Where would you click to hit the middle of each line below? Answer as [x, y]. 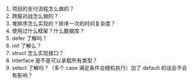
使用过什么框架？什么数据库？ [48, 31]
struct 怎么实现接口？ [38, 53]
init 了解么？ [27, 46]
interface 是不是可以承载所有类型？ [54, 60]
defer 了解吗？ [29, 38]
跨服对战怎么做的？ [35, 16]
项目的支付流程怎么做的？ [43, 9]
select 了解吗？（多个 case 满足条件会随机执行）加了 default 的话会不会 [99, 68]
